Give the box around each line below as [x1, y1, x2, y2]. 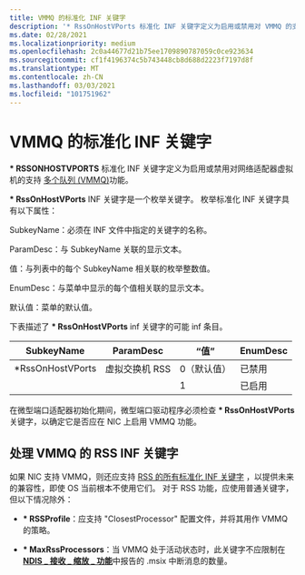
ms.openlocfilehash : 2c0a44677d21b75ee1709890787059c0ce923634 [9, 47, 254, 56]
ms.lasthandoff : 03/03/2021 [9, 81, 116, 90]
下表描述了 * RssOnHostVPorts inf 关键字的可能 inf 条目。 [9, 321, 228, 332]
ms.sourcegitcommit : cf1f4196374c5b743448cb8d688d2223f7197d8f [9, 55, 254, 65]
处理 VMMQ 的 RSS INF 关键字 [9, 445, 179, 460]
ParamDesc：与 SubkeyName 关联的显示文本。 [9, 244, 187, 255]
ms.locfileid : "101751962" [9, 89, 112, 98]
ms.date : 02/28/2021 [9, 30, 88, 39]
